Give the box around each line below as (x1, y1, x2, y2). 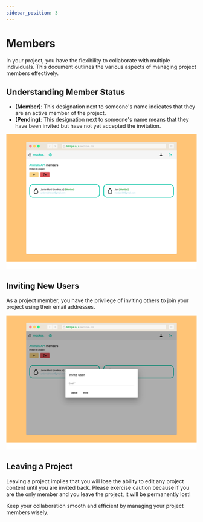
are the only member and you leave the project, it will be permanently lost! (6, 491, 192, 498)
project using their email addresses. (6, 303, 95, 311)
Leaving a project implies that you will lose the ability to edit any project (6, 477, 184, 484)
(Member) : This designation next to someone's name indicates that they (14, 103, 195, 110)
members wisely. (6, 509, 49, 516)
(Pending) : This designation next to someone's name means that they (14, 116, 189, 124)
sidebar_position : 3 (6, 10, 59, 16)
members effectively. (6, 70, 59, 77)
